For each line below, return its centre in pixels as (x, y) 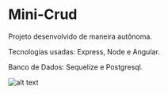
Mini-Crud (43, 15)
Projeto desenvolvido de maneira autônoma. (80, 36)
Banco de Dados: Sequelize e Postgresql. (76, 67)
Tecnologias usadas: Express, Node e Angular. (84, 51)
